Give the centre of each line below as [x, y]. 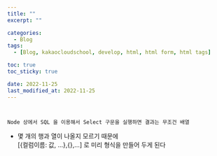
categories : [24, 33]
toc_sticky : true [33, 71]
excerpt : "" [24, 20]
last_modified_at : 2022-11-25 [51, 91]
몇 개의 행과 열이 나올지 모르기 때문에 [68, 136]
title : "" [22, 14]
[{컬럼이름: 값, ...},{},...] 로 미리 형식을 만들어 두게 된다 [91, 145]
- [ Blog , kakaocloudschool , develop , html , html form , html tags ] [112, 52]
